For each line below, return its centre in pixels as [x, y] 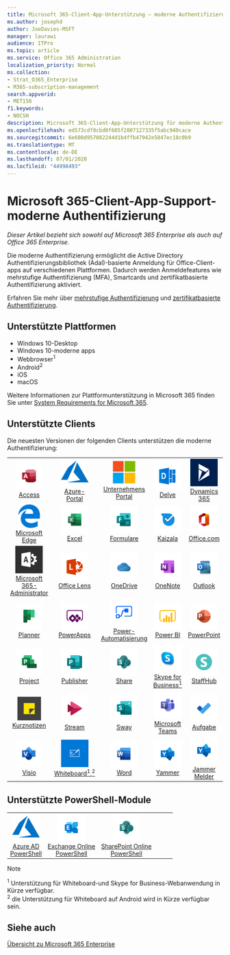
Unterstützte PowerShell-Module [79, 800]
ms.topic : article [33, 51]
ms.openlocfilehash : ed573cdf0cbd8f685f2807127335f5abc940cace [99, 130]
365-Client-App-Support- [141, 201]
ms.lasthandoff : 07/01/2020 [47, 159]
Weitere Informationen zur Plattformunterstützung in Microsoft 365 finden [111, 395]
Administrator [29, 593]
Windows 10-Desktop [47, 343]
